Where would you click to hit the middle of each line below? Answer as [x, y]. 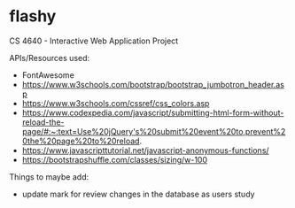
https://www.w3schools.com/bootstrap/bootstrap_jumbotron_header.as [153, 84]
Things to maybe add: [49, 177]
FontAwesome [48, 75]
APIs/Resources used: [50, 58]
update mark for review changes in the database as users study [138, 194]
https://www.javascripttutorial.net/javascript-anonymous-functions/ [145, 150]
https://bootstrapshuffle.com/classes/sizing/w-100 [115, 159]
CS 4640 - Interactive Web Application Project [94, 41]
